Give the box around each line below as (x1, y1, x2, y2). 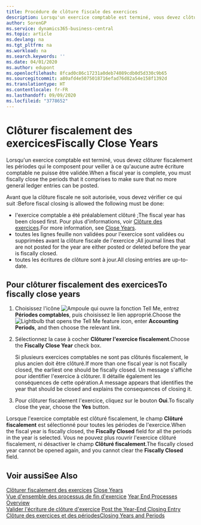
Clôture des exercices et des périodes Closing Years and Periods (6, 512, 165, 519)
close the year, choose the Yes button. (14, 403, 111, 411)
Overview (6, 499, 30, 506)
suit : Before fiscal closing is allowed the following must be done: (6, 200, 165, 207)
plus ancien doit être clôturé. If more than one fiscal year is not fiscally (14, 360, 187, 367)
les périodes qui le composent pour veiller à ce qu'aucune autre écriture (6, 162, 184, 170)
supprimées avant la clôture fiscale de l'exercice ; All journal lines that (14, 237, 186, 244)
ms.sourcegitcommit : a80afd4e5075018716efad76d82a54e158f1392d (6, 76, 167, 82)
